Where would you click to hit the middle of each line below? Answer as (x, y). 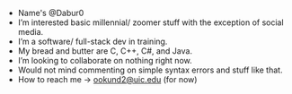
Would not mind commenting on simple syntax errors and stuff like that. (150, 70)
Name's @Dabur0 (51, 13)
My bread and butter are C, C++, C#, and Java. (105, 51)
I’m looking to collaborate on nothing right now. (105, 60)
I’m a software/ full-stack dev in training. (93, 41)
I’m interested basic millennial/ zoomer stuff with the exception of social (151, 22)
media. (31, 32)
